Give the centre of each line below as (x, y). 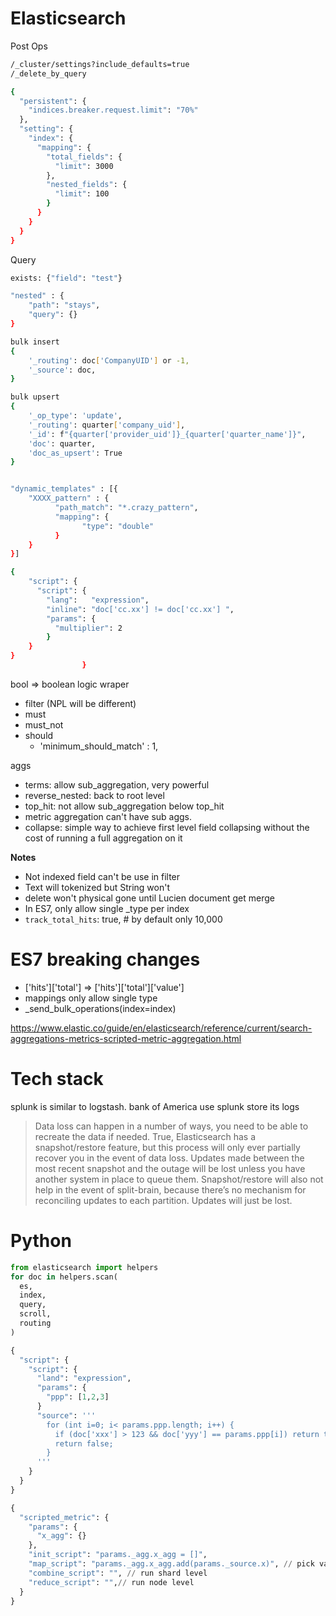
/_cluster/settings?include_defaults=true (100, 64)
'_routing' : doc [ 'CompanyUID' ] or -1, (109, 360)
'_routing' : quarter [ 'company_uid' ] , (107, 425)
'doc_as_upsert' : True (75, 453)
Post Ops (29, 46)
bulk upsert (35, 397)
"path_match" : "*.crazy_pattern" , (126, 508)
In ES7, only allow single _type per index (107, 908)
